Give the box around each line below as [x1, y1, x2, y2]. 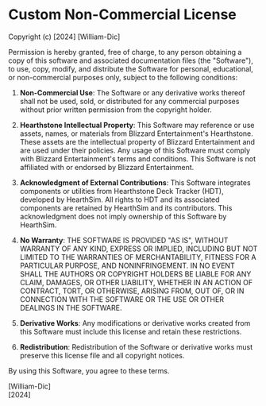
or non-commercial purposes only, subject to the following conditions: [8, 72, 238, 82]
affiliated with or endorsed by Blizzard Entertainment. [19, 162, 195, 172]
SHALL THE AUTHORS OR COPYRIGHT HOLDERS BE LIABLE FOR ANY [19, 269, 252, 279]
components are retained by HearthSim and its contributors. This [19, 203, 233, 212]
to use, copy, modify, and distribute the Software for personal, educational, [8, 64, 254, 73]
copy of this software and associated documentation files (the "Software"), [8, 56, 254, 65]
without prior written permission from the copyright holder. [19, 105, 212, 114]
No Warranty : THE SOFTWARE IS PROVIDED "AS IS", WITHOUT [19, 235, 229, 245]
